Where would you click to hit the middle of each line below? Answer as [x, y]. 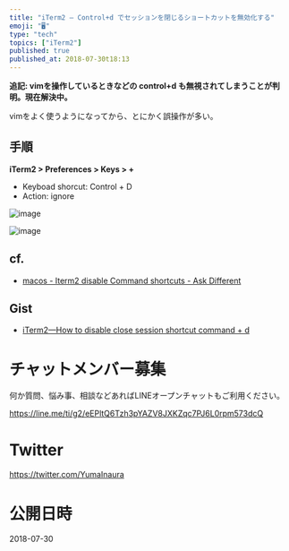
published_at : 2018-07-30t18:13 [69, 59]
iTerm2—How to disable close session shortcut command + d [136, 330]
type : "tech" [34, 34]
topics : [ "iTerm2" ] [46, 43]
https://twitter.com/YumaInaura [67, 475]
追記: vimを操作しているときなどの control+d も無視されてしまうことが [141, 86]
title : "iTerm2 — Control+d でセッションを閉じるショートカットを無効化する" [142, 17]
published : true [39, 51]
